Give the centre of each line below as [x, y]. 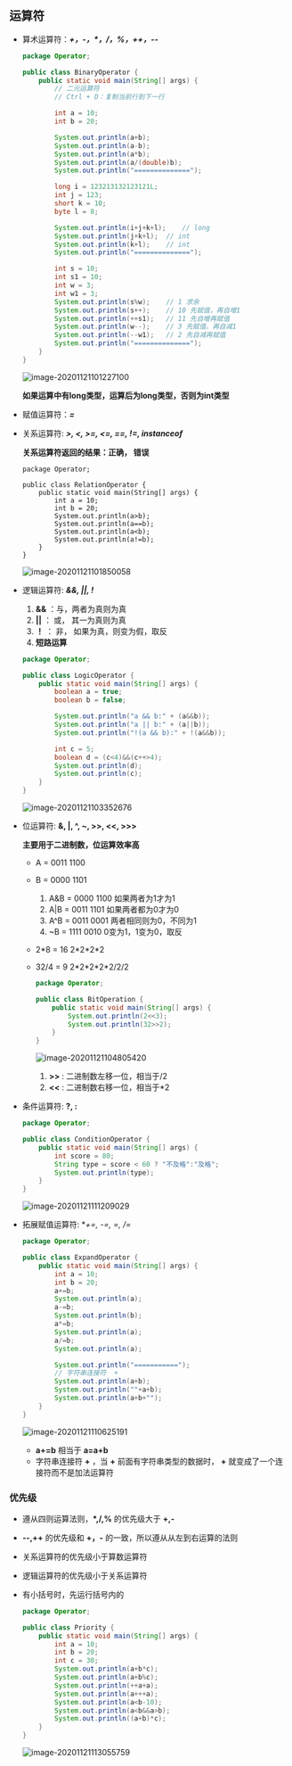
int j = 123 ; [79, 195]
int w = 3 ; [75, 285]
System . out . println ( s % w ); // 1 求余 [127, 301]
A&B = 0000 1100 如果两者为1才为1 [112, 898]
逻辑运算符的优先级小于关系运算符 [85, 1575]
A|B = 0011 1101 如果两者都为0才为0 [114, 910]
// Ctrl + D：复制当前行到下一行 [109, 97]
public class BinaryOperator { [80, 72]
